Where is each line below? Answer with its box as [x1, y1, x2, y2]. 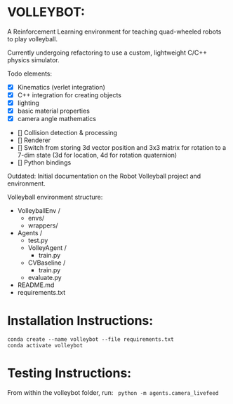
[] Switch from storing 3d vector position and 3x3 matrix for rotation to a [17, 144, 227, 152]
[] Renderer [17, 136, 51, 144]
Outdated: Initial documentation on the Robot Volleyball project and [7, 172, 201, 181]
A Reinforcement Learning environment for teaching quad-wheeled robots [7, 27, 222, 36]
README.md [17, 281, 55, 289]
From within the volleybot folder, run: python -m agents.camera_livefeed [7, 389, 219, 397]
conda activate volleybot [7, 342, 83, 349]
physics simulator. [7, 55, 60, 64]
